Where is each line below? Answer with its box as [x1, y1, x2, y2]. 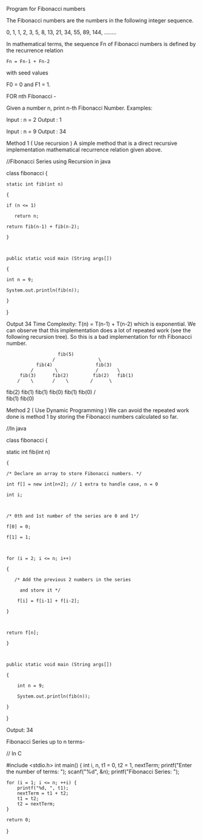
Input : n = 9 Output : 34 [6, 128, 67, 135]
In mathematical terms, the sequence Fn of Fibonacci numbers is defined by [6, 41, 197, 47]
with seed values [6, 69, 48, 76]
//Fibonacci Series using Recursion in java [6, 158, 111, 165]
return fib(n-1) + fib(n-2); [6, 224, 80, 230]
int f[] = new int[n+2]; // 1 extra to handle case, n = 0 [6, 481, 158, 487]
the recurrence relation [6, 47, 64, 54]
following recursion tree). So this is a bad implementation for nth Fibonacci [6, 333, 192, 340]
